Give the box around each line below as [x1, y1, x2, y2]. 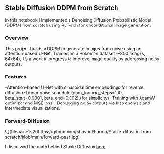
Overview [5, 34, 29, 41]
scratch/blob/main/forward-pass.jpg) [5, 134, 80, 140]
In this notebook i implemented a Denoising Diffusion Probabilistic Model [5, 17, 152, 23]
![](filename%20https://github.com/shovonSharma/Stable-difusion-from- [5, 128, 153, 134]
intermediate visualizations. [5, 105, 60, 111]
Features [5, 74, 27, 80]
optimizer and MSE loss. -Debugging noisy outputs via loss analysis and [5, 100, 151, 106]
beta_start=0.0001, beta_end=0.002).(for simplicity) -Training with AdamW [5, 95, 155, 101]
